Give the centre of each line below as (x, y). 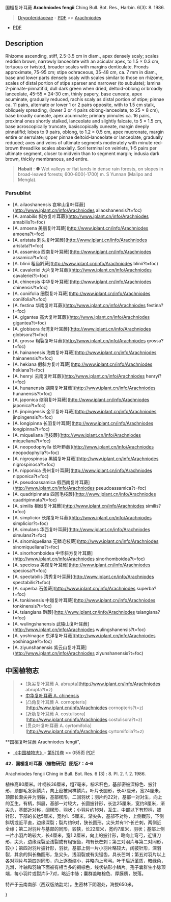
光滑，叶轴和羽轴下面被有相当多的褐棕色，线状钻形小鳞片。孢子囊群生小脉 (83, 867)
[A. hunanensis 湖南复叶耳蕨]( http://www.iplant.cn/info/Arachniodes (84, 388)
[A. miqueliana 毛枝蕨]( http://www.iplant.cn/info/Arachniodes (77, 435)
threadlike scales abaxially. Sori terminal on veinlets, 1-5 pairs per (88, 148)
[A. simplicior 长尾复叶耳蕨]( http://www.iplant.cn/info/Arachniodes (82, 518)
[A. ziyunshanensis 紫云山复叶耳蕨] (50, 647)
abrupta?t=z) (39, 689)
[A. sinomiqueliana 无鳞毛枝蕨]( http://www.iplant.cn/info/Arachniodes (85, 541)
